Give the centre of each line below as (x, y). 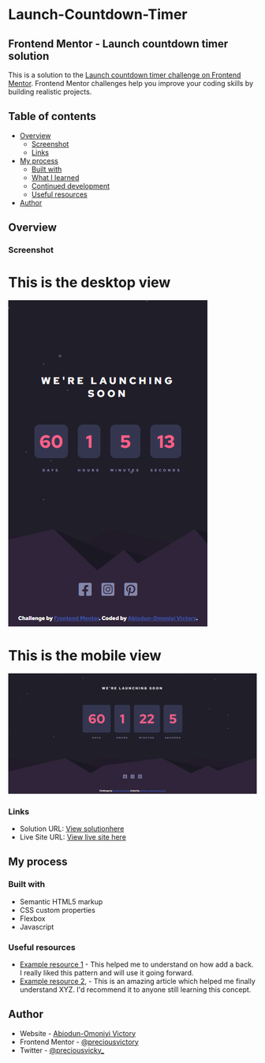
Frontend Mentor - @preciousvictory (79, 1042)
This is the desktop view (90, 283)
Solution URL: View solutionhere (72, 828)
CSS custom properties (58, 910)
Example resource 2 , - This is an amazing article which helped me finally (138, 981)
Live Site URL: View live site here (73, 837)
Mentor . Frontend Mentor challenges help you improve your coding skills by (131, 83)
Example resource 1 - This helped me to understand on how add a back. (136, 964)
